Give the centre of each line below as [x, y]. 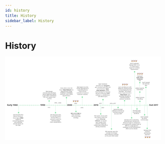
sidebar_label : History [30, 21]
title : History [21, 15]
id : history [17, 10]
